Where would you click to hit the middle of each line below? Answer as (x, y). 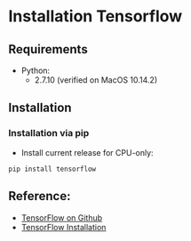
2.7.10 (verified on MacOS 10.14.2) (96, 80)
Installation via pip (49, 133)
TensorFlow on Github (62, 217)
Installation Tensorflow (95, 16)
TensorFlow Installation (64, 227)
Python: (36, 70)
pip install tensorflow (52, 169)
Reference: (40, 196)
